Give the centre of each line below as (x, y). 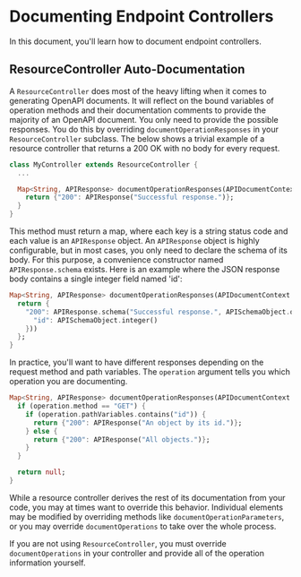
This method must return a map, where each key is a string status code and (149, 231)
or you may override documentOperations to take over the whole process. (143, 526)
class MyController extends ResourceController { (104, 164)
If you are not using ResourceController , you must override (118, 543)
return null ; (42, 472)
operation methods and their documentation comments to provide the (138, 110)
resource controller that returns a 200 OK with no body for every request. (145, 148)
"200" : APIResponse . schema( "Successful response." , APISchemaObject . (158, 312)
